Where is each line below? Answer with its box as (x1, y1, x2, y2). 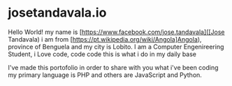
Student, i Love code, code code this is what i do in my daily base (8, 50, 196, 58)
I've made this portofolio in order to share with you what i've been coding (8, 63, 219, 71)
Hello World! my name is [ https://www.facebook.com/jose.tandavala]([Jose (8, 28, 225, 36)
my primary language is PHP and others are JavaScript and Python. (8, 71, 202, 79)
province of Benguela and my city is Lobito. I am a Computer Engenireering (8, 42, 224, 51)
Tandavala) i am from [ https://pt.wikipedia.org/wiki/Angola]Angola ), (8, 35, 202, 43)
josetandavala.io (8, 5, 107, 21)
